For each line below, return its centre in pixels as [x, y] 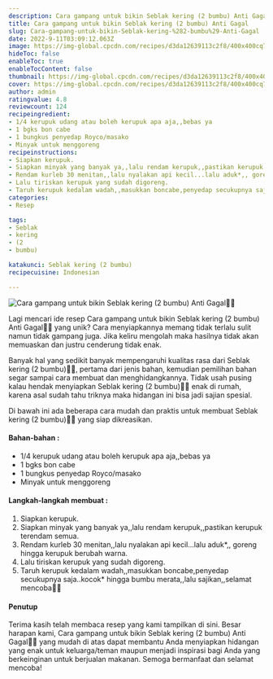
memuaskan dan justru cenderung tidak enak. [85, 344]
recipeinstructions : [43, 152]
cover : [19, 84]
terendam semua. [50, 536]
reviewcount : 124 [38, 107]
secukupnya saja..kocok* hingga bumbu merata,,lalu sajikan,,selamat [136, 580]
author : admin [32, 92]
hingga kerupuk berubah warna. [74, 554]
